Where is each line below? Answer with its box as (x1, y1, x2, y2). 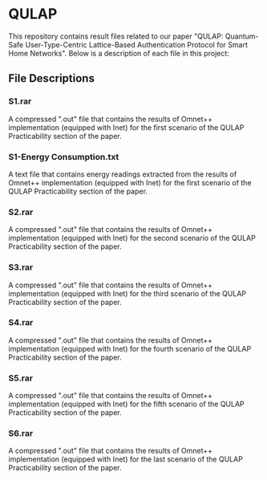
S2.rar (8, 206, 34, 218)
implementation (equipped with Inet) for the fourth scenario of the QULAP (8, 344, 252, 353)
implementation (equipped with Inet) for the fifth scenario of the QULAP (8, 399, 245, 409)
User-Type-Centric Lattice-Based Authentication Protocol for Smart (25, 39, 249, 49)
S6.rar (8, 428, 34, 439)
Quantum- (225, 31, 259, 41)
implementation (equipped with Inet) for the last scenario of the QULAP (8, 454, 243, 464)
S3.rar (8, 262, 34, 273)
